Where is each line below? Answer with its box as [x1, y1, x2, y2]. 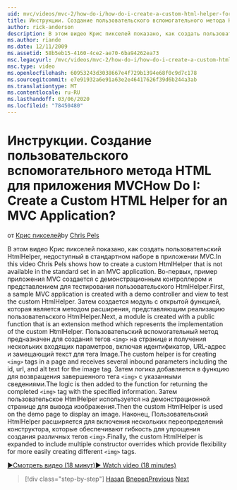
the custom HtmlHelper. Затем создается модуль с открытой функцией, [7, 297, 221, 306]
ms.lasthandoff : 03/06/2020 [7, 96, 90, 103]
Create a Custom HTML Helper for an [7, 193, 228, 209]
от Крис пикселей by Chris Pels [7, 231, 100, 239]
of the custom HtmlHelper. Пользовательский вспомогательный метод [7, 327, 219, 335]
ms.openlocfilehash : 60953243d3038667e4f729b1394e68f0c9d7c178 [7, 69, 197, 76]
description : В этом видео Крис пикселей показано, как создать [7, 30, 200, 37]
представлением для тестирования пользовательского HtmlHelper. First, [7, 282, 225, 290]
